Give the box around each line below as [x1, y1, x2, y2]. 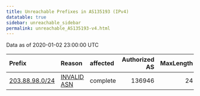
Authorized [121, 56, 155, 64]
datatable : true [6, 14, 46, 20]
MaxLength [160, 59, 193, 68]
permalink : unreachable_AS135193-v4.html [6, 25, 111, 31]
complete [89, 76, 116, 85]
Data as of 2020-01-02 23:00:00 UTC [6, 41, 99, 49]
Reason [60, 59, 83, 68]
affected [89, 59, 114, 68]
